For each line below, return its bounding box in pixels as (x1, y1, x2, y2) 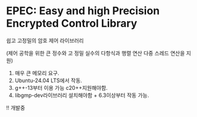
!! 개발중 (6, 104, 26, 111)
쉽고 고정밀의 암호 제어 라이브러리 (6, 37, 84, 44)
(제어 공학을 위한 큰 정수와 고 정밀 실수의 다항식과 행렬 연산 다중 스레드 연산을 (6, 49, 185, 57)
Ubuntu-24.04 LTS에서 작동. (14, 77, 82, 84)
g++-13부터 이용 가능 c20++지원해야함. (14, 84, 108, 91)
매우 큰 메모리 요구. (14, 69, 59, 76)
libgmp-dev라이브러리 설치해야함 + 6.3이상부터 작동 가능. (14, 92, 150, 99)
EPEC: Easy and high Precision (6, 4, 160, 18)
